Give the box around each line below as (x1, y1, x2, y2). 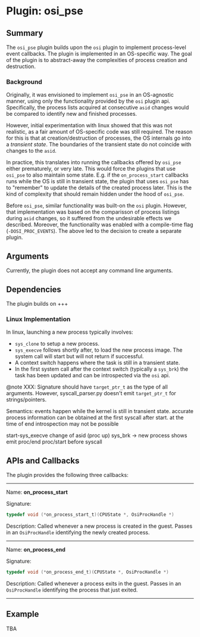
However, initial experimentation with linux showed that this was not (6, 122, 173, 129)
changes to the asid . (6, 147, 57, 155)
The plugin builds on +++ (6, 300, 68, 307)
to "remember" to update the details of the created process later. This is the (6, 184, 192, 192)
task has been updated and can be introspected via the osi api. (14, 372, 171, 379)
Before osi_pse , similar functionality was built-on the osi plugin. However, (6, 202, 187, 210)
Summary (6, 28, 43, 38)
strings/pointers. (6, 396, 46, 404)
